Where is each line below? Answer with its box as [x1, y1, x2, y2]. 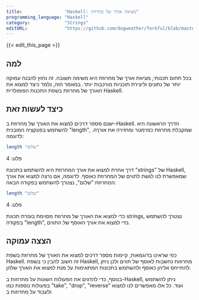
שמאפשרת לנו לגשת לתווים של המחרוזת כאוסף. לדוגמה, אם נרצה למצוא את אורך [6, 173, 187, 180]
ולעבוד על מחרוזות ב [6, 288, 52, 295]
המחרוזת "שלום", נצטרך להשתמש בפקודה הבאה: [6, 178, 117, 186]
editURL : [6, 25, 28, 31]
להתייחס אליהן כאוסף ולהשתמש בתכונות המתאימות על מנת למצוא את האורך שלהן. [6, 264, 191, 272]
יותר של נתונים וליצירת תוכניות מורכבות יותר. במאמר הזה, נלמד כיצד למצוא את [6, 81, 181, 88]
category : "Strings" [6, 20, 89, 25]
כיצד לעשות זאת [6, 104, 63, 114]
